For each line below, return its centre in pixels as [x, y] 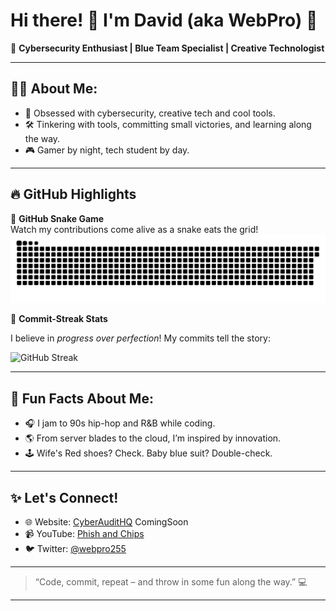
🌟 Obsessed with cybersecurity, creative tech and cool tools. [150, 113]
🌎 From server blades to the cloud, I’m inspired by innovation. [153, 438]
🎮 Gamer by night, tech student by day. [107, 150]
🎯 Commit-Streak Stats [59, 319]
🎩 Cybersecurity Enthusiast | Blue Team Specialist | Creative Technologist [167, 48]
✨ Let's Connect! [64, 497]
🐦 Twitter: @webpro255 [75, 548]
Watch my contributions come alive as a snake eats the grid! [134, 229]
